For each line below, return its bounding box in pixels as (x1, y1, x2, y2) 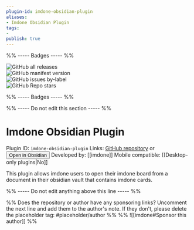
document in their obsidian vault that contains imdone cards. (6, 176, 152, 183)
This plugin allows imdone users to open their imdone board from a (6, 170, 168, 177)
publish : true (6, 36, 41, 42)
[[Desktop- (161, 151, 189, 158)
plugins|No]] (17, 158, 48, 165)
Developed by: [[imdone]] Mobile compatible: (50, 151, 161, 158)
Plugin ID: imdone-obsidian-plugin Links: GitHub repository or (6, 144, 155, 151)
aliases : (6, 14, 28, 20)
